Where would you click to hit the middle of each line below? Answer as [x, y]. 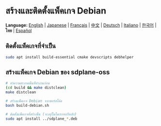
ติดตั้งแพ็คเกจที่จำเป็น [31, 46]
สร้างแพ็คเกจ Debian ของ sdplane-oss [58, 72]
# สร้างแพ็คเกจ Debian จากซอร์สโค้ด [34, 101]
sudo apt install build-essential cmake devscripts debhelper [70, 57]
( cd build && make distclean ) [36, 88]
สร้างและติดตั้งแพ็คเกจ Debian [56, 11]
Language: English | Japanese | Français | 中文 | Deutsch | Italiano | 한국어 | [81, 25]
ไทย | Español [19, 30]
